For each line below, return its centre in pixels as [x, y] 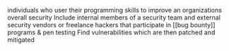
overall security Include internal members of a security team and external [114, 17]
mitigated [21, 40]
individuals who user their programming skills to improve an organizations [115, 10]
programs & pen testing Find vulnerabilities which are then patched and [111, 32]
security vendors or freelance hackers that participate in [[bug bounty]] [111, 25]
